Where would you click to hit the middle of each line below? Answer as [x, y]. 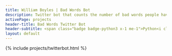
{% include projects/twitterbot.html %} [46, 48]
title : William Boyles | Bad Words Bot [48, 10]
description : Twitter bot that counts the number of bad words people [82, 15]
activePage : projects [28, 19]
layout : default [23, 34]
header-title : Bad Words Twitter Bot [46, 24]
